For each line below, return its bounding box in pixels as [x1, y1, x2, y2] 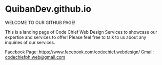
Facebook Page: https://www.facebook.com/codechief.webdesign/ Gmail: [5, 49, 154, 55]
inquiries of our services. [5, 39, 55, 45]
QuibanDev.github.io [5, 3, 92, 15]
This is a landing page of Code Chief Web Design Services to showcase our [5, 29, 158, 35]
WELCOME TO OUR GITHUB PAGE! [5, 20, 76, 25]
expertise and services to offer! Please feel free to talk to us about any [5, 34, 146, 40]
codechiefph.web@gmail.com [5, 54, 65, 60]
